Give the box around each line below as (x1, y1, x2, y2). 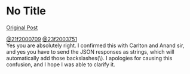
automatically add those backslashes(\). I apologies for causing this (6, 54, 173, 61)
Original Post (6, 24, 38, 31)
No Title (6, 4, 47, 18)
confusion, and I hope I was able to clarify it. (6, 61, 115, 68)
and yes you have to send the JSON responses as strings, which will (6, 48, 174, 55)
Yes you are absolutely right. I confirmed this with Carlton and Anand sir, (6, 42, 185, 49)
